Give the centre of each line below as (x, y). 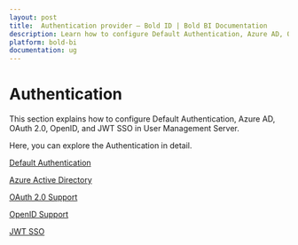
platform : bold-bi (43, 42)
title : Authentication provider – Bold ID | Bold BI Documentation (138, 26)
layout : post (33, 17)
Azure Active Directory (51, 180)
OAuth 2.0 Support (43, 197)
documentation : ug (43, 51)
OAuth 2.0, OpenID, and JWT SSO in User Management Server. (124, 129)
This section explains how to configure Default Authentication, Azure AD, (142, 119)
